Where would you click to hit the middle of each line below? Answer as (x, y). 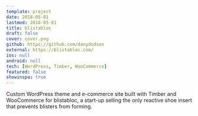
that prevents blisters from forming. (49, 107)
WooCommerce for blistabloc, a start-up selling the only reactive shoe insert (99, 100)
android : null (24, 61)
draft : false (22, 34)
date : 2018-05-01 (27, 17)
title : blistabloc (29, 28)
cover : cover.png (27, 39)
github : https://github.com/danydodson (55, 45)
